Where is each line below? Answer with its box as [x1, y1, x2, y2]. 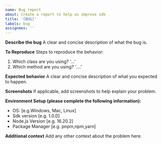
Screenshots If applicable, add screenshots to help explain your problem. [5, 88, 157, 94]
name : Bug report [5, 7, 41, 12]
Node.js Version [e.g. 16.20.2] [12, 118, 74, 124]
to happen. [5, 79, 27, 85]
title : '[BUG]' [5, 16, 37, 21]
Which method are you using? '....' [12, 64, 82, 70]
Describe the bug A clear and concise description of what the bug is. [5, 39, 148, 45]
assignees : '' [5, 26, 35, 31]
